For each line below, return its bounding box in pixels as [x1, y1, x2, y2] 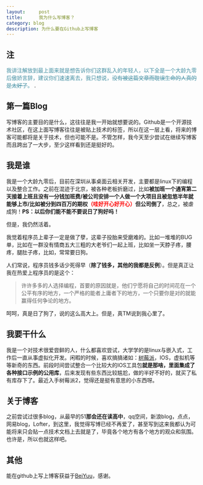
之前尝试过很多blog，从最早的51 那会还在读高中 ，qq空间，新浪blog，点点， [6, 413, 194, 420]
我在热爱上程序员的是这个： [6, 269, 76, 276]
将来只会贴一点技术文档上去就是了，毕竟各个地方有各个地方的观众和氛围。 [11, 428, 197, 435]
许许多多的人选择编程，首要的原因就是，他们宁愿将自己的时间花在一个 [21, 281, 196, 289]
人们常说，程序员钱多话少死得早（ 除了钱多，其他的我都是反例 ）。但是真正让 [6, 261, 195, 269]
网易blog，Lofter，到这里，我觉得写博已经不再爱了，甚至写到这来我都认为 [6, 420, 191, 428]
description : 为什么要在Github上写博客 [6, 25, 98, 32]
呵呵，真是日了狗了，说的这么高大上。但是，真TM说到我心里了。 [6, 309, 168, 317]
